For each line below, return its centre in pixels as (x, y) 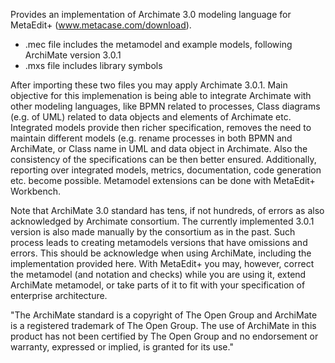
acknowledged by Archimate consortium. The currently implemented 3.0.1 (162, 221)
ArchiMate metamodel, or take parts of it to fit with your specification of (158, 285)
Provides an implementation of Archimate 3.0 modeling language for (151, 14)
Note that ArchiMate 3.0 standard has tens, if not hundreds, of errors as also (167, 210)
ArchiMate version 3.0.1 (73, 55)
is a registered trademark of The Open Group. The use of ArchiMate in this (163, 325)
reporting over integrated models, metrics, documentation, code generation (166, 170)
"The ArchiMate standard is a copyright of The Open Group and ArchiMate (164, 315)
